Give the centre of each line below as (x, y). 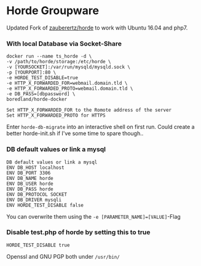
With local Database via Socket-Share (64, 44)
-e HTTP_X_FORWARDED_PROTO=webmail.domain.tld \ (70, 89)
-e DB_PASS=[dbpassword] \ (41, 94)
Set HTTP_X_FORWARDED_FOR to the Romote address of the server (89, 110)
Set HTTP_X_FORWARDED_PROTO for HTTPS (56, 115)
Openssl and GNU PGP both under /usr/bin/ (63, 256)
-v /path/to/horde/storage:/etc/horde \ (59, 62)
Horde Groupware (53, 11)
